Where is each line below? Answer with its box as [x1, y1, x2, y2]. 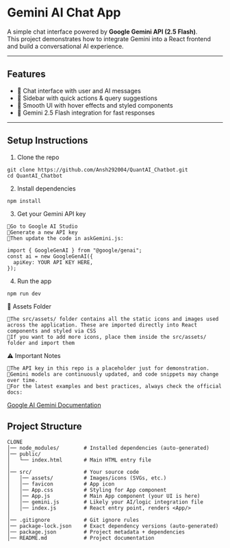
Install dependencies [16, 184, 77, 193]
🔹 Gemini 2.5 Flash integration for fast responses [16, 108, 155, 117]
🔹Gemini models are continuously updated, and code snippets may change [7, 370, 219, 378]
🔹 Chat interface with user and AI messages [16, 86, 142, 95]
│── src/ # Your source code [7, 468, 139, 476]
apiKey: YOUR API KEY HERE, [13, 259, 94, 265]
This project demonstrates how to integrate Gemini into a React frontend [7, 34, 211, 43]
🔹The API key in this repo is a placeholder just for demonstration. [7, 365, 210, 372]
